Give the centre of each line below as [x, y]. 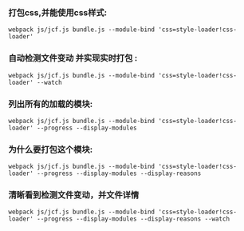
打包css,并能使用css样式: [58, 12]
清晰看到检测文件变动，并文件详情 [74, 195]
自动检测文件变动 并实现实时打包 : [73, 58]
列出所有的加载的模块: [51, 104]
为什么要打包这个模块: [51, 149]
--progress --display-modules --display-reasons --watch [133, 219]
